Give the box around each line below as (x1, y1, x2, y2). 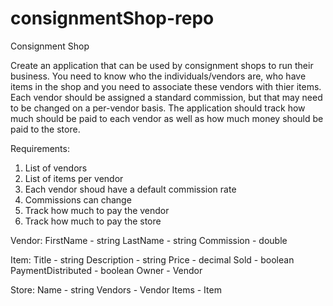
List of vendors (24, 162, 88, 174)
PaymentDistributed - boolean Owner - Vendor (10, 264, 203, 276)
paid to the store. (10, 123, 81, 135)
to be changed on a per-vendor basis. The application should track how (10, 102, 306, 114)
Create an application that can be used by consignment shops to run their (10, 59, 314, 71)
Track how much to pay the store (24, 215, 162, 227)
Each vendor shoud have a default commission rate (24, 183, 237, 195)
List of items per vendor (24, 172, 124, 184)
